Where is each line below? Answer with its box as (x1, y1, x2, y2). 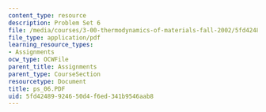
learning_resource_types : (8, 41, 93, 49)
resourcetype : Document (8, 77, 87, 85)
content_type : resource (8, 11, 87, 20)
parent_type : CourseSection (8, 70, 101, 78)
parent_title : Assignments (8, 63, 97, 71)
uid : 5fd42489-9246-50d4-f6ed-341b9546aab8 (8, 92, 154, 100)
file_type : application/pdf (8, 33, 101, 42)
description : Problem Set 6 (8, 19, 101, 27)
